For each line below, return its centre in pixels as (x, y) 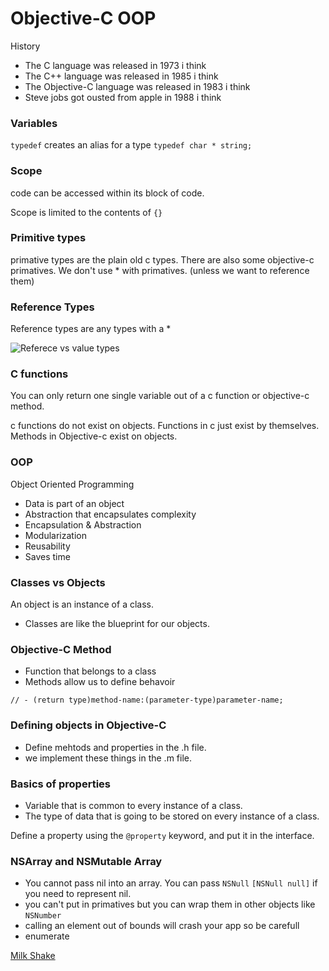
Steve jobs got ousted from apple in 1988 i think (123, 97)
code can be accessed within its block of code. (107, 193)
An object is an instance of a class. (82, 604)
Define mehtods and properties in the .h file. (115, 747)
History (25, 46)
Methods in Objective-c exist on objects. (94, 436)
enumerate (47, 936)
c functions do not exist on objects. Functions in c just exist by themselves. (165, 426)
